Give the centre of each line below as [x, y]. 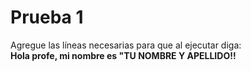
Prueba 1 [47, 17]
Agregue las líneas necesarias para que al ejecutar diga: [126, 45]
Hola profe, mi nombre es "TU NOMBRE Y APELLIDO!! [123, 55]
